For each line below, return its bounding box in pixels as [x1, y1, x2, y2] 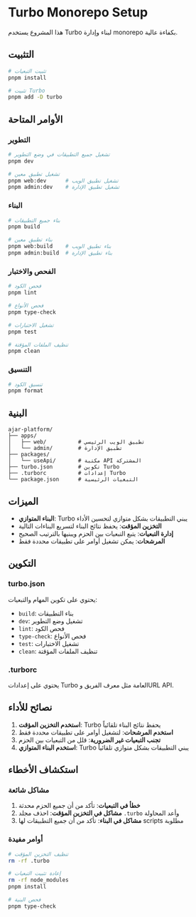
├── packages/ [8, 451, 50, 458]
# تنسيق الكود [8, 381, 43, 388]
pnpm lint [8, 290, 38, 297]
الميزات [8, 495, 38, 507]
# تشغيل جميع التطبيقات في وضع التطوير [8, 150, 110, 158]
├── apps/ [8, 432, 38, 439]
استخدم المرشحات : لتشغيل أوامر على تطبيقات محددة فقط [18, 728, 173, 737]
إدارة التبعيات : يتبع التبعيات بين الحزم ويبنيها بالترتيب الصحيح [18, 529, 173, 538]
